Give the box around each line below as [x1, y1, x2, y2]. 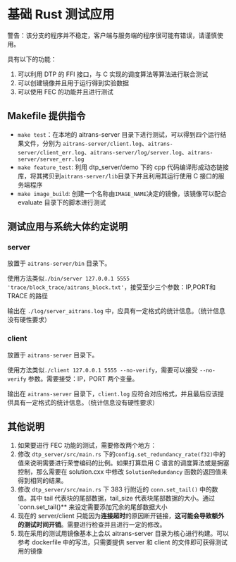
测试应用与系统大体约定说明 [7, 221, 128, 233]
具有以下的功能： [7, 54, 57, 63]
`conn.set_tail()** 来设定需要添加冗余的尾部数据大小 [17, 502, 168, 511]
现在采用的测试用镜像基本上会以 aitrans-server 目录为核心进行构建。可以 [17, 529, 229, 537]
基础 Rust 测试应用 [7, 6, 115, 23]
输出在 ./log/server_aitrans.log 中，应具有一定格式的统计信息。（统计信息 [7, 307, 225, 315]
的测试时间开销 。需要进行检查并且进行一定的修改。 [17, 520, 166, 529]
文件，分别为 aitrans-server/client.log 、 [23, 139, 148, 147]
